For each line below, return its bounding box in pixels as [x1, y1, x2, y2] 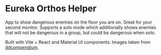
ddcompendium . [5, 44, 39, 50]
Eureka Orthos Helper [5, 3, 97, 14]
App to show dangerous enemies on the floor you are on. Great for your [5, 19, 152, 25]
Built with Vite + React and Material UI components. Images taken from [5, 39, 151, 45]
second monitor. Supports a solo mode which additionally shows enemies [5, 24, 157, 30]
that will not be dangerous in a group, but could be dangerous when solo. [5, 29, 156, 35]
